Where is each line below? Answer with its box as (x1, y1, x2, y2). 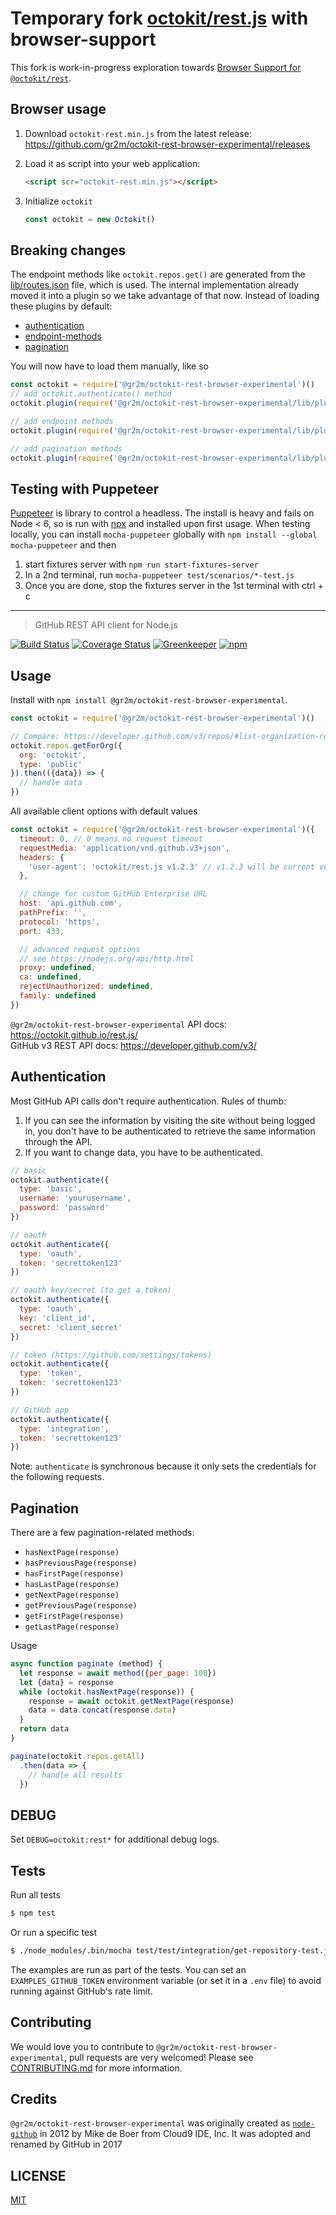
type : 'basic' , (19, 1184, 83, 1194)
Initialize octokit (24, 195, 93, 207)
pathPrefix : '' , (19, 908, 87, 918)
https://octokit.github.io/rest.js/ (10, 1028, 139, 1041)
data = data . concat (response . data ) (28, 1705, 177, 1716)
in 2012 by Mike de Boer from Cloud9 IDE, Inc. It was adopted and (39, 2128, 312, 2140)
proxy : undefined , (19, 963, 97, 973)
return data (19, 1724, 70, 1734)
